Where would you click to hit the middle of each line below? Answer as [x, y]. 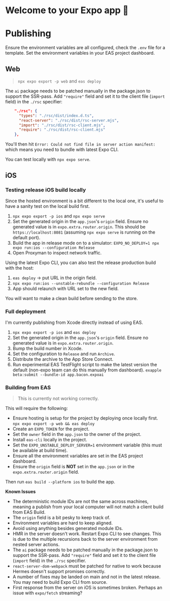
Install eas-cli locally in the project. [50, 440]
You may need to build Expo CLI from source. [60, 582]
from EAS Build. [29, 512]
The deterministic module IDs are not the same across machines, [80, 502]
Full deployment [26, 311]
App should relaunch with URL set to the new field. [66, 288]
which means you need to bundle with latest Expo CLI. [62, 149]
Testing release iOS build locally [46, 190]
